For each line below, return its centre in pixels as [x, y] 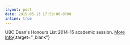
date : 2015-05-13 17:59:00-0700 [38, 14]
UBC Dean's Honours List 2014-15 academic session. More [65, 32]
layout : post [18, 9]
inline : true [18, 18]
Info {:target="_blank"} [28, 37]
